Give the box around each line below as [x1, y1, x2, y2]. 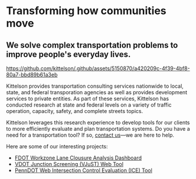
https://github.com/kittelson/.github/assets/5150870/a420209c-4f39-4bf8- [6, 65, 190, 72]
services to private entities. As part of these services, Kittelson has [6, 95, 169, 102]
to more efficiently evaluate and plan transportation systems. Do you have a [6, 125, 190, 132]
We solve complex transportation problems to [6, 40, 178, 50]
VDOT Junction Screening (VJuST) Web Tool [14, 161, 124, 167]
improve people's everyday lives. [6, 49, 131, 59]
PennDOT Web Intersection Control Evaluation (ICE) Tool [14, 167, 152, 174]
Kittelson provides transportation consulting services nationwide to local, [6, 82, 184, 89]
